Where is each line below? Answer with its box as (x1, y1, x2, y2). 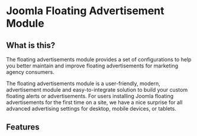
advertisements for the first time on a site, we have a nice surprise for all (6, 99, 183, 106)
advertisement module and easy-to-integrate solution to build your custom (6, 86, 188, 93)
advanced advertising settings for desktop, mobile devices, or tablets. (6, 105, 176, 112)
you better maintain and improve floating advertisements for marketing (6, 62, 179, 69)
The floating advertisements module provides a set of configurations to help (6, 56, 192, 63)
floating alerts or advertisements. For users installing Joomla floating (6, 93, 174, 99)
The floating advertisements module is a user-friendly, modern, (6, 80, 161, 87)
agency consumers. (6, 69, 54, 75)
